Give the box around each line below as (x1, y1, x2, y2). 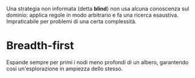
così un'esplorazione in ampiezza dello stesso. (6, 65, 123, 72)
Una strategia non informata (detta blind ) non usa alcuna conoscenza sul (6, 5, 190, 12)
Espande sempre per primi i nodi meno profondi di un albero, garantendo (6, 58, 189, 65)
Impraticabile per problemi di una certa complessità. (6, 18, 137, 25)
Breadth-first (6, 39, 74, 53)
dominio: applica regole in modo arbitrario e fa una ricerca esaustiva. (6, 11, 179, 19)
